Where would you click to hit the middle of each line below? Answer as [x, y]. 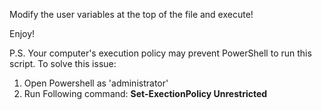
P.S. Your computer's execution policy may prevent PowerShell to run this [160, 53]
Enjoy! [22, 33]
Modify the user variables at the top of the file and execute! [131, 14]
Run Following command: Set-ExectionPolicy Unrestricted [145, 93]
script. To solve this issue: [63, 63]
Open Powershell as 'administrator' [96, 83]
